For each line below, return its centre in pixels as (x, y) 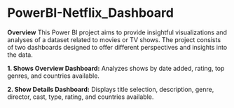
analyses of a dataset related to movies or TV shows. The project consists (114, 39)
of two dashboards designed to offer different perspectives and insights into (117, 47)
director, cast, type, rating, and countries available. (81, 97)
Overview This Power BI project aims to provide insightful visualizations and (117, 32)
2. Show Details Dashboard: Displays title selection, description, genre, (111, 89)
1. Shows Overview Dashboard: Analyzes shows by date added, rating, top (116, 68)
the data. (20, 55)
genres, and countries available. (54, 76)
